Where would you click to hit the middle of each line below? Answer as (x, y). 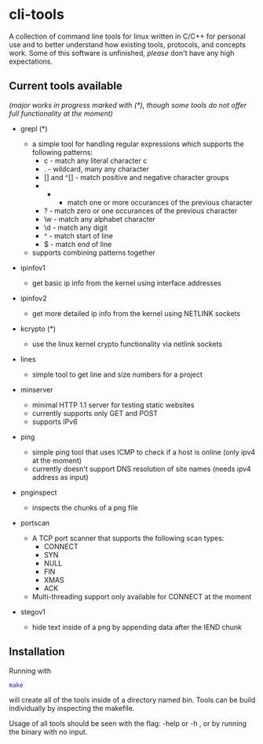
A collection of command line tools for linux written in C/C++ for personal (127, 36)
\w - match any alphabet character (100, 219)
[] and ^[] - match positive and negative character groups (137, 177)
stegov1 (33, 612)
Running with (30, 671)
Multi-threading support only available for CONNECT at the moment (142, 596)
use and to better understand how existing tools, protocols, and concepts (128, 44)
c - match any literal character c (95, 160)
